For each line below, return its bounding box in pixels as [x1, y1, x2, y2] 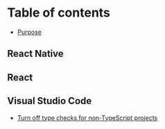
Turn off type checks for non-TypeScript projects [17, 113, 158, 122]
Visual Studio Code [7, 95, 92, 107]
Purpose [17, 28, 42, 36]
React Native [7, 48, 64, 60]
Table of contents [7, 5, 111, 21]
